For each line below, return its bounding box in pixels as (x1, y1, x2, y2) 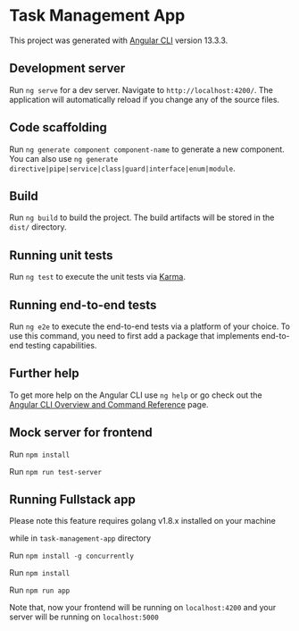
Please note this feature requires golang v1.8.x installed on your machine (9, 516, 277, 526)
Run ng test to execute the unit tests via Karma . (9, 272, 186, 282)
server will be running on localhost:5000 (9, 611, 159, 622)
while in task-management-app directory (9, 533, 152, 543)
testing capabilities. (25, 341, 97, 350)
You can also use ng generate (9, 153, 119, 164)
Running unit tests (9, 248, 113, 263)
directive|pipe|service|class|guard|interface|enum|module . (9, 163, 236, 173)
